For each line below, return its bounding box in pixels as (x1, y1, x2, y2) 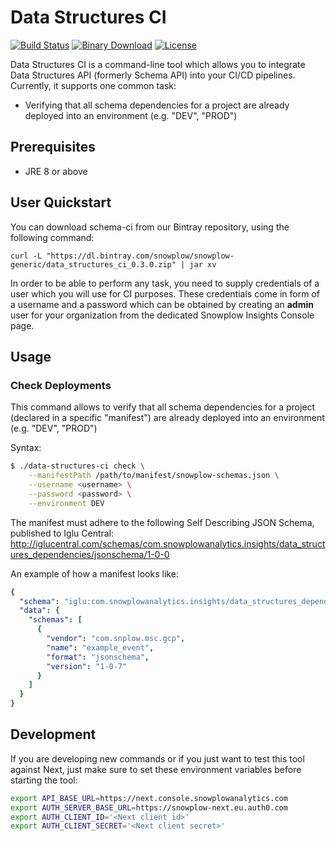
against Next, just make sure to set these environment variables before (10, 763, 302, 775)
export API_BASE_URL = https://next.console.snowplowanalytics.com (10, 793, 288, 803)
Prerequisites (10, 139, 96, 156)
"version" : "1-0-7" (46, 661, 128, 671)
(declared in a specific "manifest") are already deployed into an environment (10, 412, 325, 424)
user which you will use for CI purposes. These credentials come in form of (10, 287, 320, 300)
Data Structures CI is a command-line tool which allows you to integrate (10, 58, 306, 70)
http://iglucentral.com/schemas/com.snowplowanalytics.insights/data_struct (10, 537, 326, 550)
